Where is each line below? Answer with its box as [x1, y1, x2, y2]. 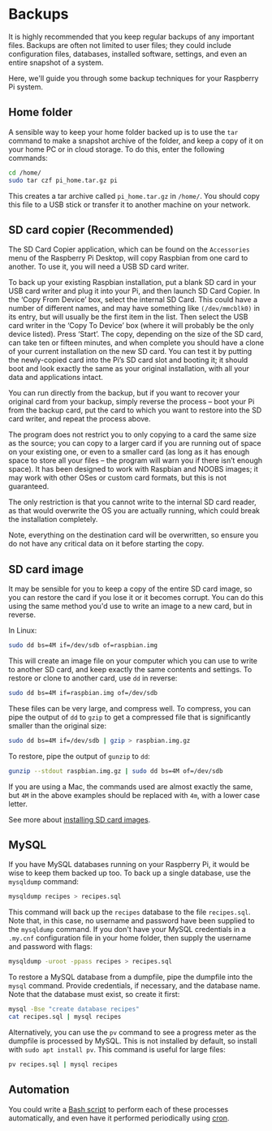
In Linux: [8, 626, 37, 636]
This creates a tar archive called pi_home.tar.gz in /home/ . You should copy [8, 191, 260, 201]
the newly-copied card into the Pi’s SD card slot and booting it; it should [8, 355, 248, 365]
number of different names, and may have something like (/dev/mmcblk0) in [8, 304, 261, 313]
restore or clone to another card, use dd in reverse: [8, 673, 178, 683]
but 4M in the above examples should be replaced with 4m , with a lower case [8, 790, 261, 800]
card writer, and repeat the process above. [8, 414, 152, 424]
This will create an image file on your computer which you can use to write [8, 656, 258, 666]
